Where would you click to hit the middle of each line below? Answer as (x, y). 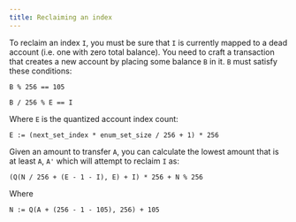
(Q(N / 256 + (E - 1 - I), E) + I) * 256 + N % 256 (106, 177)
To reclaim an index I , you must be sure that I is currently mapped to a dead (148, 42)
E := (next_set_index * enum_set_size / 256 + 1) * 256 (114, 135)
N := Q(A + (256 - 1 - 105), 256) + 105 (85, 210)
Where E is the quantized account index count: (94, 119)
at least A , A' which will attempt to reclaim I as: (94, 161)
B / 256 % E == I (41, 103)
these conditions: (41, 71)
